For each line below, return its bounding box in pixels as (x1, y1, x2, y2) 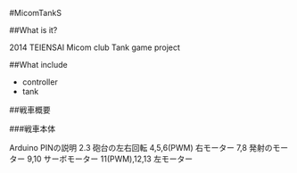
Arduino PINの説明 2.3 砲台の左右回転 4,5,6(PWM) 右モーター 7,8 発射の (9, 143, 274, 152)
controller (21, 77, 58, 87)
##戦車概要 (9, 104, 51, 115)
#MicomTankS (9, 8, 62, 18)
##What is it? (9, 25, 58, 35)
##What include (9, 60, 69, 70)
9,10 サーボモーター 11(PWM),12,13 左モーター (26, 153, 194, 164)
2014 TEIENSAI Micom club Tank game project (9, 42, 181, 53)
